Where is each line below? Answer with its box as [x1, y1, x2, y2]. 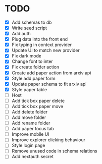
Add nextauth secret [11, 154, 54, 160]
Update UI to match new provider [11, 48, 80, 54]
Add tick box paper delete [11, 98, 65, 104]
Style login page [11, 142, 46, 149]
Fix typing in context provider [11, 42, 72, 48]
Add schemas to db [11, 19, 52, 25]
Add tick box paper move [11, 103, 63, 109]
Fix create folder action [11, 64, 59, 70]
